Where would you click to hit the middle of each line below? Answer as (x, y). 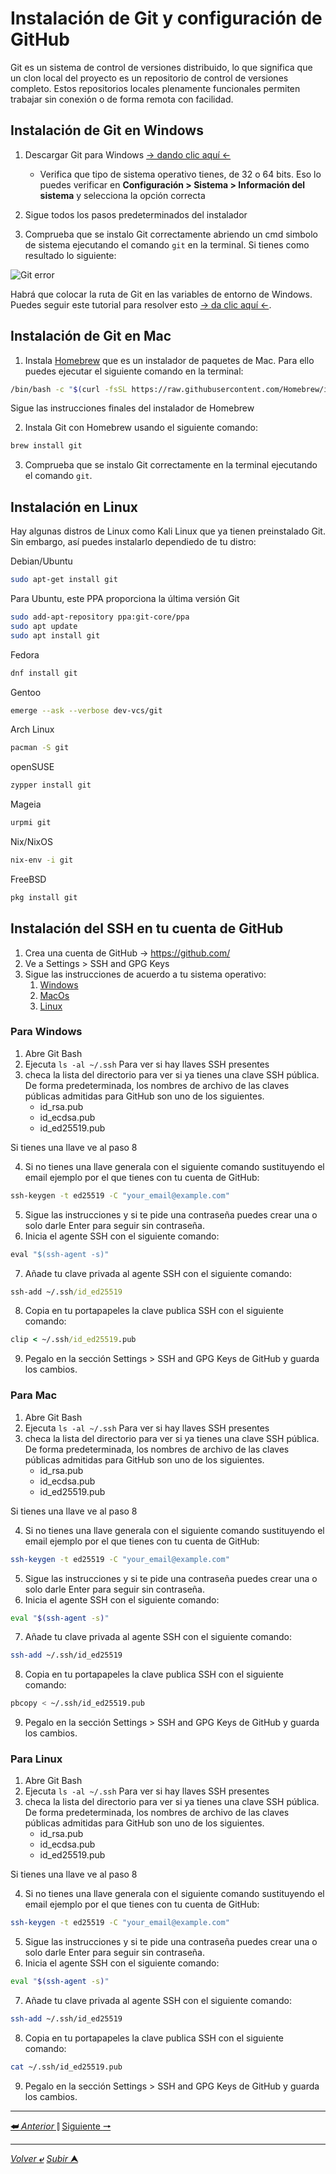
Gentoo (26, 692)
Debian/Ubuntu (41, 561)
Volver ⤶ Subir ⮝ (44, 2158)
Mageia (26, 804)
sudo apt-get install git (64, 580)
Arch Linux (32, 729)
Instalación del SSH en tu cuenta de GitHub (147, 928)
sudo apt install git (55, 635)
